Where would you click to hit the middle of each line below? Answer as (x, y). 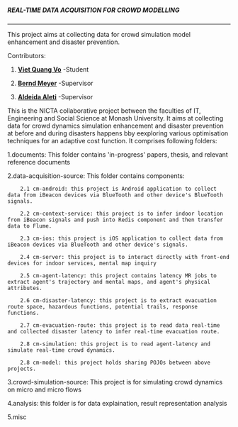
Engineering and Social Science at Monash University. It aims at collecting (115, 118)
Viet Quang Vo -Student (53, 69)
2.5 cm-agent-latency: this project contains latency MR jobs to (119, 276)
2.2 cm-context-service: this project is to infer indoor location (121, 213)
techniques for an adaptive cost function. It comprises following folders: (112, 140)
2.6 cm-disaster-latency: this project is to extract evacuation (119, 300)
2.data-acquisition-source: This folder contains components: (96, 176)
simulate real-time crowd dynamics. (61, 350)
